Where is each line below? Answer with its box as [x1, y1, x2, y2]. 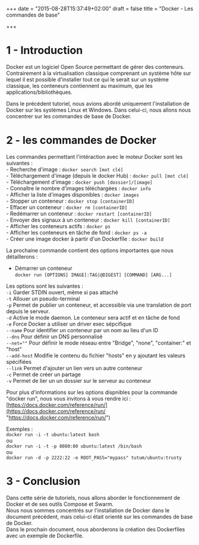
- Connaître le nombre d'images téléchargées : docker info [6, 184, 151, 192]
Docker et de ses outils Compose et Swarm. [6, 500, 114, 508]
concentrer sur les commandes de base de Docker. [6, 112, 132, 119]
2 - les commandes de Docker [6, 134, 157, 147]
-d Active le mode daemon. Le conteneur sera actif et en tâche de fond [6, 314, 180, 321]
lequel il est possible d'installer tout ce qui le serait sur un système [6, 75, 169, 83]
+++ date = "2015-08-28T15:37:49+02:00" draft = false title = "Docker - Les [6, 5, 194, 12]
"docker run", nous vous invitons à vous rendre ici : [6, 395, 131, 402]
